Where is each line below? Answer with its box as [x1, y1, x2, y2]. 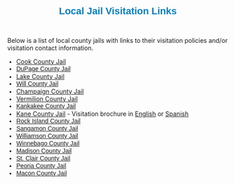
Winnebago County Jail [16, 140, 80, 147]
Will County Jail [16, 80, 59, 88]
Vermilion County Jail [16, 95, 79, 103]
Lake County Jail [16, 72, 65, 81]
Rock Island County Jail [16, 117, 81, 125]
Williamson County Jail [16, 132, 79, 140]
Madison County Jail [16, 147, 72, 155]
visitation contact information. [7, 44, 93, 52]
